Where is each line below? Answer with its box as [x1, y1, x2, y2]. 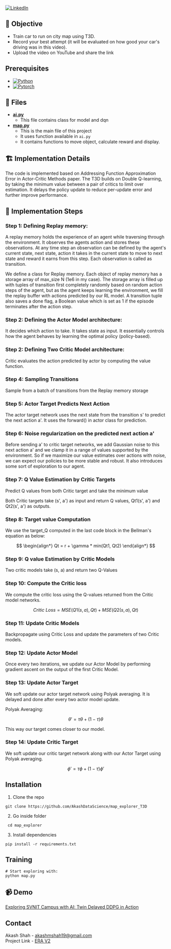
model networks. [5, 597, 41, 603]
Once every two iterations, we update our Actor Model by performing [5, 661, 151, 667]
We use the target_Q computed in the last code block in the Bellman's [5, 527, 152, 534]
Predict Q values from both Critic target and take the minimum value [5, 488, 149, 494]
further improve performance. [5, 192, 68, 198]
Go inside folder [12, 813, 47, 819]
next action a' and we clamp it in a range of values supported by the [5, 447, 149, 453]
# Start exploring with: [5, 869, 58, 874]
